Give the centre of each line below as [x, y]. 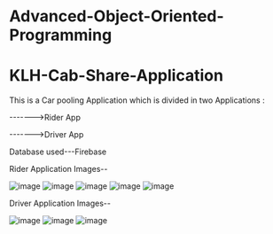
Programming [61, 35]
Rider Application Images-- [58, 169]
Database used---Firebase [58, 152]
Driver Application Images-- [60, 203]
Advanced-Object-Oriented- [117, 16]
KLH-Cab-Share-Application [117, 76]
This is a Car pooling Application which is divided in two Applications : [137, 100]
